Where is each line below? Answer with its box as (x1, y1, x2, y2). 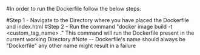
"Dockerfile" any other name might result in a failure (6, 42, 136, 49)
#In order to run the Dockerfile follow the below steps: (6, 5, 141, 12)
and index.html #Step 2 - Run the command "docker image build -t (6, 23, 173, 30)
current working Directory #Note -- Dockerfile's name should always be (6, 36, 186, 42)
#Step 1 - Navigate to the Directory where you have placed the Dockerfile (6, 17, 189, 23)
